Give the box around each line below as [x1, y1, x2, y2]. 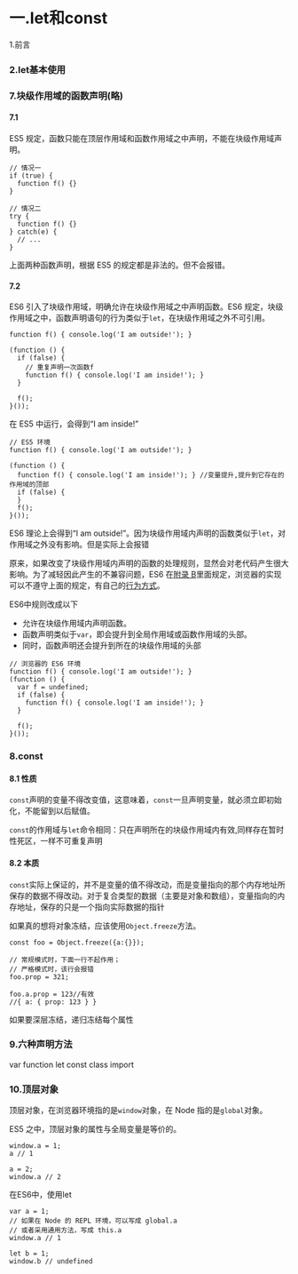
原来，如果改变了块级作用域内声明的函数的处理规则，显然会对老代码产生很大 [9, 558, 289, 569]
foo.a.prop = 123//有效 [9, 990, 95, 999]
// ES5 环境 [9, 438, 51, 447]
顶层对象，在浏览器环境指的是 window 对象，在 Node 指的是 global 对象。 [9, 1105, 268, 1116]
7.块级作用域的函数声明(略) [9, 90, 124, 102]
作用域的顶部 [9, 481, 50, 490]
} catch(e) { [9, 227, 58, 236]
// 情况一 [9, 163, 42, 172]
